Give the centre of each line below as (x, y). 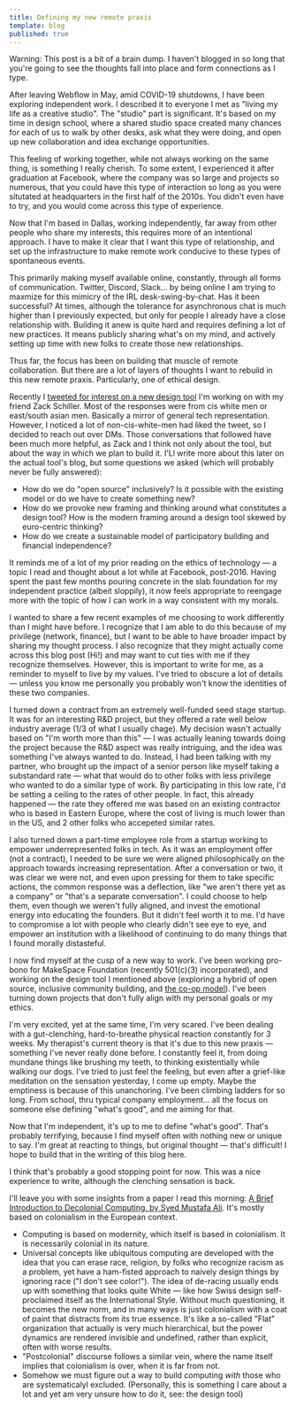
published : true (39, 34)
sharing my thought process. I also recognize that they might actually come (146, 646)
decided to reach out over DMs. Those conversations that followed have (140, 435)
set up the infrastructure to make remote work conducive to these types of (145, 251)
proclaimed (42, 1300)
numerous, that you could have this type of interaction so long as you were (145, 188)
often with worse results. (67, 1347)
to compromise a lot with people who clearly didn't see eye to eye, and (138, 925)
